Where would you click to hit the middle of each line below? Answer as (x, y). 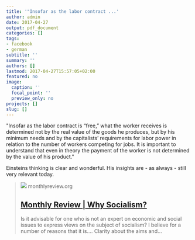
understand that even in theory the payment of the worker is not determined (98, 151)
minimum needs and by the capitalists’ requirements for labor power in (91, 138)
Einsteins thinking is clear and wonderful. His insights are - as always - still (96, 168)
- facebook (19, 44)
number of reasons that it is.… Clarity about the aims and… (91, 231)
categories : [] (25, 33)
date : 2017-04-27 (27, 22)
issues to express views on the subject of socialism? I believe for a (101, 225)
